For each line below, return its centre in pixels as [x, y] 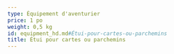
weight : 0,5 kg [30, 27]
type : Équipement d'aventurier [54, 14]
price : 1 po [25, 20]
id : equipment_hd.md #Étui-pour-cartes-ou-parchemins [87, 33]
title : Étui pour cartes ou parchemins [67, 40]
